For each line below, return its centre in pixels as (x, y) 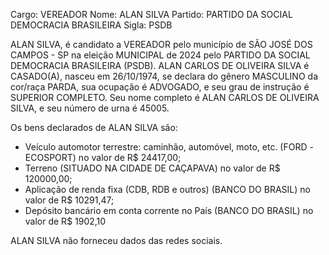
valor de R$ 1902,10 (65, 221)
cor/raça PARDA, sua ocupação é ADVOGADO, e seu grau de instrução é (160, 87)
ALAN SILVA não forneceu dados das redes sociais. (116, 240)
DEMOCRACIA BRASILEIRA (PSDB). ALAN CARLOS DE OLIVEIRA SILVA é (160, 65)
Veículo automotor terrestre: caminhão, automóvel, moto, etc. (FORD (166, 147)
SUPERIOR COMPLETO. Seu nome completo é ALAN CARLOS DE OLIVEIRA (165, 97)
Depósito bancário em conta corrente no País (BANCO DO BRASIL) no (169, 210)
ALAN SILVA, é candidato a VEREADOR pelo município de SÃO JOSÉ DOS (161, 44)
